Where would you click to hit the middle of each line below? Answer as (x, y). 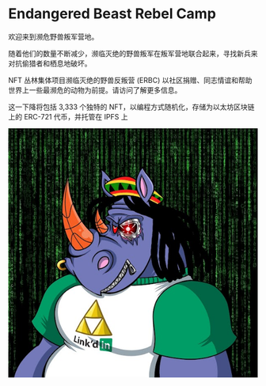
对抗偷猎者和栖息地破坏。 (50, 63)
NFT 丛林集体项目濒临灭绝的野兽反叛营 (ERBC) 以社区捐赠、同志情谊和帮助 (130, 80)
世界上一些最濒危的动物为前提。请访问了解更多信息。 (95, 90)
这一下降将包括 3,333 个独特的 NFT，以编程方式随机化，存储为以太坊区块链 (131, 107)
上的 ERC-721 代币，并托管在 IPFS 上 (68, 116)
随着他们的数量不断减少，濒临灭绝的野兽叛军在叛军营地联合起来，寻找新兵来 (133, 53)
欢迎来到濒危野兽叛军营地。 (53, 36)
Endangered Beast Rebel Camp (112, 14)
